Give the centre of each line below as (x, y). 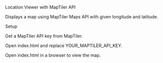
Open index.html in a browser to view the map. (53, 55)
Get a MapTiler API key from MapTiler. (44, 36)
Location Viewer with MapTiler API (40, 7)
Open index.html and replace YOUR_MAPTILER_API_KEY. (64, 46)
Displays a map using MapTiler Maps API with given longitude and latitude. (82, 17)
